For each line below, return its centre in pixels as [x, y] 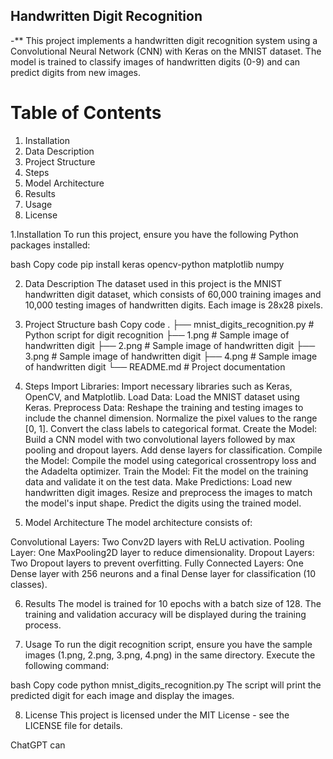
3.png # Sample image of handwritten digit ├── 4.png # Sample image [171, 356]
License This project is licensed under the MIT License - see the [157, 715]
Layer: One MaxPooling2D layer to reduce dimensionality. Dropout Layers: [162, 552]
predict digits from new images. [76, 72]
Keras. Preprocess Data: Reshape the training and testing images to [164, 407]
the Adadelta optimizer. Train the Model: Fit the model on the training [166, 471]
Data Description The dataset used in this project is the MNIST [153, 283]
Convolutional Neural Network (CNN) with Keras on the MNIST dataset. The [166, 51]
